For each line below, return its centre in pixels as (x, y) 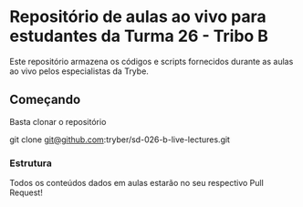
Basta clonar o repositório (58, 121)
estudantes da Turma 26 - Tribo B (139, 36)
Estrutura (31, 163)
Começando (45, 100)
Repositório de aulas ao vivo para (138, 17)
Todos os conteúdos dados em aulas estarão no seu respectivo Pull (137, 183)
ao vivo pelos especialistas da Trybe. (79, 71)
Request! (26, 192)
